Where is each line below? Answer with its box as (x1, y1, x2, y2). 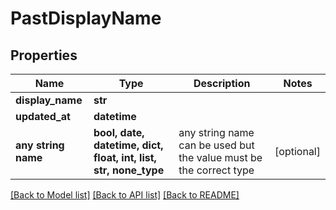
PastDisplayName (10, 7, 162, 30)
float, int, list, (93, 151, 157, 164)
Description (193, 77, 251, 90)
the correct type (178, 163, 255, 177)
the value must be (178, 151, 263, 164)
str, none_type (93, 163, 165, 177)
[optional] (274, 145, 321, 158)
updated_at (15, 110, 71, 123)
